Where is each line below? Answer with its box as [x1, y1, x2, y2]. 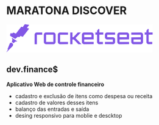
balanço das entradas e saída [15, 105, 90, 113]
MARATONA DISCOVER [6, 4, 127, 18]
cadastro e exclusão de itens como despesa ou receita [15, 92, 153, 99]
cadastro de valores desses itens [15, 99, 99, 106]
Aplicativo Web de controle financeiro [6, 80, 105, 88]
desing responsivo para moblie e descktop [15, 112, 122, 119]
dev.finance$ [6, 65, 58, 75]
